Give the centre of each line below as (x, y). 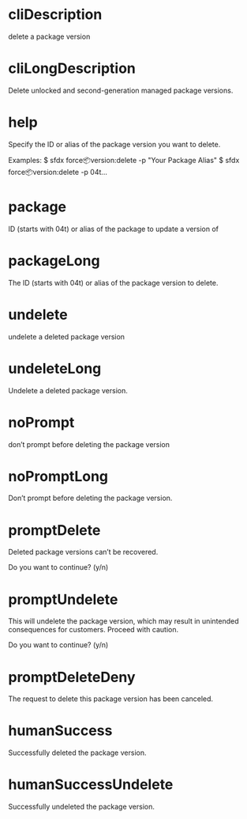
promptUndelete (63, 599)
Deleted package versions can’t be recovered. (83, 552)
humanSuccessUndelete (91, 785)
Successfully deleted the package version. (77, 753)
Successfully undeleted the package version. (82, 807)
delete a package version (49, 36)
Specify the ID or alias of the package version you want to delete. (114, 144)
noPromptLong (58, 476)
